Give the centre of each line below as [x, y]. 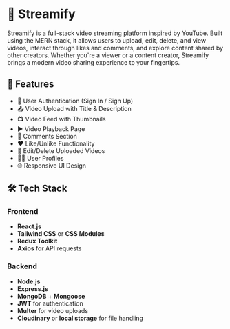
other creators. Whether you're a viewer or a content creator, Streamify [108, 55]
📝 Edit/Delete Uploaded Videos [61, 150]
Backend [22, 266]
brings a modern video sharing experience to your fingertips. [94, 62]
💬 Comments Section [47, 136]
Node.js [29, 281]
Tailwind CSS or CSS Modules [61, 234]
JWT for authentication [50, 303]
